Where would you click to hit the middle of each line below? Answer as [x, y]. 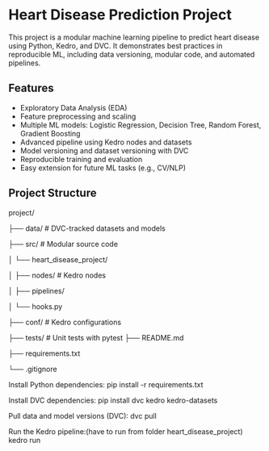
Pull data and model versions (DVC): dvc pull [83, 416]
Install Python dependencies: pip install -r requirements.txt [106, 384]
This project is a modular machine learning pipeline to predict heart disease [134, 37]
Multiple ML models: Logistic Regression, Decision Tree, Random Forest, [141, 125]
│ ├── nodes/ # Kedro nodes [57, 275]
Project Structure [53, 193]
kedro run [25, 440]
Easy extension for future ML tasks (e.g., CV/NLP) [103, 168]
